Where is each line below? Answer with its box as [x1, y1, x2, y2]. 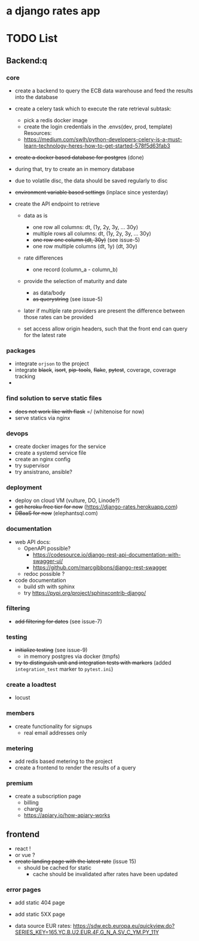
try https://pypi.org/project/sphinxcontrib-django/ [23, 589, 146, 596]
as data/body [32, 289, 66, 296]
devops [6, 429, 29, 437]
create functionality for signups [14, 723, 93, 730]
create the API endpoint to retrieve [14, 200, 100, 208]
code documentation [14, 576, 66, 584]
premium [6, 778, 33, 787]
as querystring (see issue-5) [32, 296, 103, 303]
